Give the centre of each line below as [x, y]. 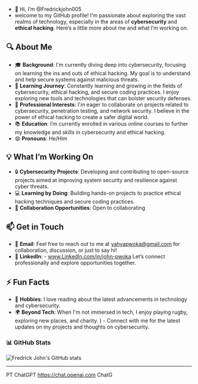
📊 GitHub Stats [29, 343]
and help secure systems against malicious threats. [77, 79]
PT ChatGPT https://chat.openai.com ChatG [60, 375]
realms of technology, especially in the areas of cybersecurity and [96, 22]
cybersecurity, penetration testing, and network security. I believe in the [102, 111]
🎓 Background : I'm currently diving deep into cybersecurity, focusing [100, 64]
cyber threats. [32, 186]
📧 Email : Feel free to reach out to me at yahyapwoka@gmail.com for [97, 244]
